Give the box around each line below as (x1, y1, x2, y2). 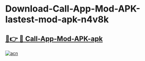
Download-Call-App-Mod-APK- (5, 3, 140, 15)
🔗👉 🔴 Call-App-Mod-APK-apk (5, 34, 103, 43)
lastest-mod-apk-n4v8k (5, 14, 109, 25)
